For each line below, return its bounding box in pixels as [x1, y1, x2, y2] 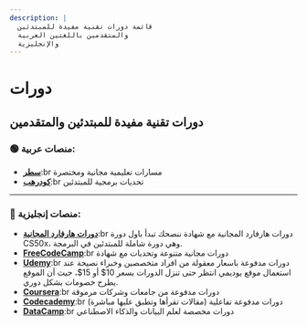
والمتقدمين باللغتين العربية [17, 30, 129, 39]
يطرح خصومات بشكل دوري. [22, 277, 119, 288]
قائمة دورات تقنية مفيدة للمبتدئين [17, 22, 153, 31]
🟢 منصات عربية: [9, 142, 76, 155]
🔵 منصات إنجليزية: [9, 207, 81, 220]
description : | [9, 13, 68, 23]
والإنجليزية [17, 38, 59, 48]
